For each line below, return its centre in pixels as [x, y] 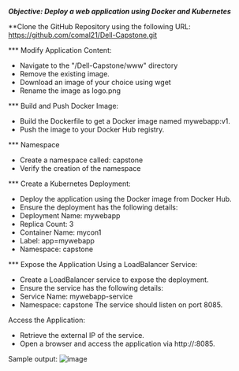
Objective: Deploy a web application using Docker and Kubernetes [119, 11]
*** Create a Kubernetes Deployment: [70, 184]
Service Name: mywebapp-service [76, 296]
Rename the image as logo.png [70, 91]
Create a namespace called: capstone [81, 160]
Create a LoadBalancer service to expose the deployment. [114, 280]
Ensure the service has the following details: [91, 288]
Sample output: [33, 359]
